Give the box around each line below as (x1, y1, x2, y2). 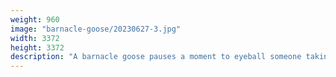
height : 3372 (10, 42, 65, 53)
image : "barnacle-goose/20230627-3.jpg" (10, 24, 182, 34)
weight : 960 (10, 14, 60, 25)
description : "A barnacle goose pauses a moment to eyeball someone (10, 52, 302, 62)
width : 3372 (10, 33, 60, 43)
